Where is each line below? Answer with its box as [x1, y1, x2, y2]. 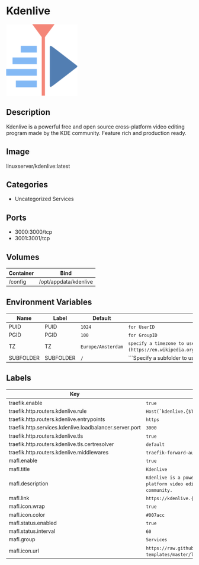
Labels [6, 373, 31, 383]
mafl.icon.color [8, 511, 46, 518]
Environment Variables [6, 297, 92, 307]
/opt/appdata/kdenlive [38, 278, 94, 285]
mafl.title [8, 465, 30, 472]
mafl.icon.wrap [8, 503, 46, 510]
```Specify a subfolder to [128, 354, 188, 361]
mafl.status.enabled [8, 519, 57, 526]
